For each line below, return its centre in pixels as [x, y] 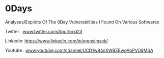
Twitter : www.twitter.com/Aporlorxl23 [44, 31]
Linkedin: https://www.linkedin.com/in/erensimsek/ [56, 41]
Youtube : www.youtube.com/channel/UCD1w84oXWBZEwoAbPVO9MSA [79, 50]
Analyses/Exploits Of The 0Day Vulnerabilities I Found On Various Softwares [82, 22]
